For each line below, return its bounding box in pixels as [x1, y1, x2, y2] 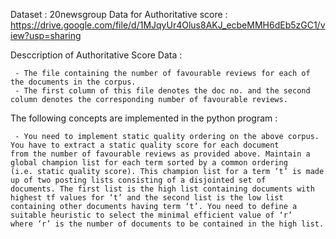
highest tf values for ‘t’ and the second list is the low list [10, 193, 284, 203]
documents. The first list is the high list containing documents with [10, 184, 315, 194]
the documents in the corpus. [10, 77, 137, 87]
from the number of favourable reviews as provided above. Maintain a [10, 149, 311, 159]
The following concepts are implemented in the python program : [10, 112, 278, 124]
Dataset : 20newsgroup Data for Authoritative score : [10, 9, 228, 20]
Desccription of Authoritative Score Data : [10, 49, 183, 61]
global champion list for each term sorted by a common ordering [10, 158, 288, 168]
